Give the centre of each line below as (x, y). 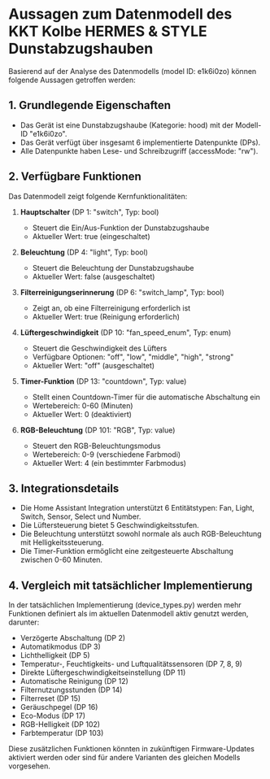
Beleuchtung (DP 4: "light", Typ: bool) (84, 252)
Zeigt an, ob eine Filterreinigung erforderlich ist (111, 308)
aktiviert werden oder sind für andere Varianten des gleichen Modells (124, 758)
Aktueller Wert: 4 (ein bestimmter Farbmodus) (109, 463)
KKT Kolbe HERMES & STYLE (108, 31)
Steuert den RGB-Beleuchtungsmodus (96, 446)
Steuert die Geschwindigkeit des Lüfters (100, 348)
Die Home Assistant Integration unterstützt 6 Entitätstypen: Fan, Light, (137, 508)
